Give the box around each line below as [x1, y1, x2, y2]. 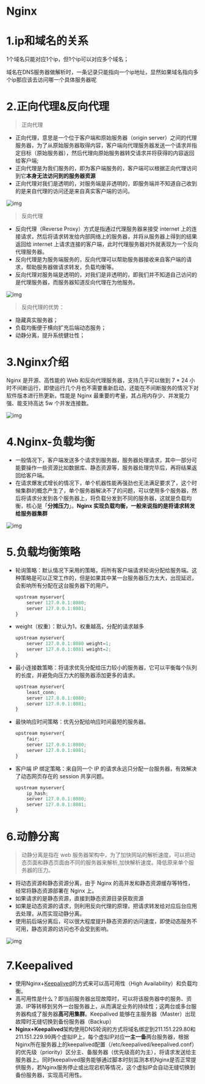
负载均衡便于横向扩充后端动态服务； [15, 324, 107, 331]
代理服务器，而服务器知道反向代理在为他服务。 [20, 279, 138, 286]
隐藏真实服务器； [15, 316, 59, 324]
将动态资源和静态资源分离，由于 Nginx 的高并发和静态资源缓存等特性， [15, 879, 194, 886]
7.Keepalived [6, 959, 73, 973]
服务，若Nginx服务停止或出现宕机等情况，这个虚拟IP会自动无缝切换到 [20, 1063, 195, 1071]
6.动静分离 [6, 830, 60, 844]
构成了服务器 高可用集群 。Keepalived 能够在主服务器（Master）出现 [26, 1010, 196, 1017]
